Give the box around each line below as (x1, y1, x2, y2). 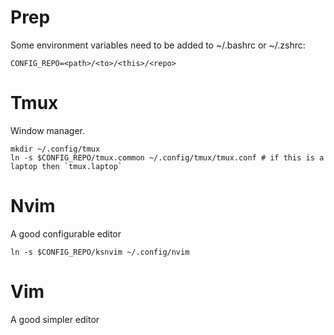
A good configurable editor (10, 227, 122, 240)
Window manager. (10, 124, 85, 136)
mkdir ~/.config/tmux (10, 144, 101, 154)
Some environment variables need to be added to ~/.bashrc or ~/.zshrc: (10, 39, 306, 51)
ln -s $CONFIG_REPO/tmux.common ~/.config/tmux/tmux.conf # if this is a (10, 152, 325, 163)
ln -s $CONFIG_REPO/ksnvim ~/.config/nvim (10, 247, 190, 257)
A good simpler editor (10, 313, 100, 325)
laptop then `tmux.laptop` (10, 161, 123, 171)
